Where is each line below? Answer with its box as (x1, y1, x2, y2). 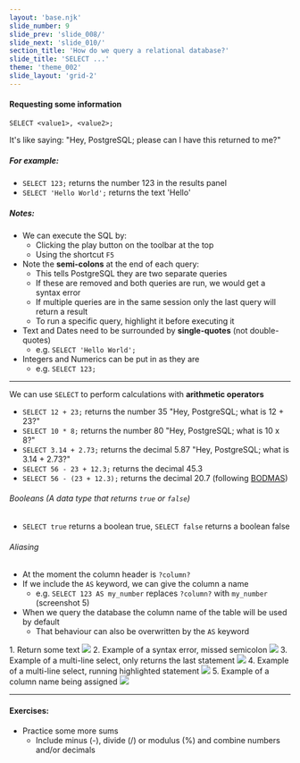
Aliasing (9, 541, 39, 552)
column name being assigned (9, 676, 118, 687)
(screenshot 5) (35, 598, 90, 608)
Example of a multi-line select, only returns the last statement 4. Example (9, 655, 289, 666)
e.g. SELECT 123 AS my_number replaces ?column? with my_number (35, 588, 268, 599)
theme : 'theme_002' (9, 64, 82, 72)
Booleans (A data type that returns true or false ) (9, 493, 190, 504)
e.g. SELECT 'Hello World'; (35, 343, 137, 354)
